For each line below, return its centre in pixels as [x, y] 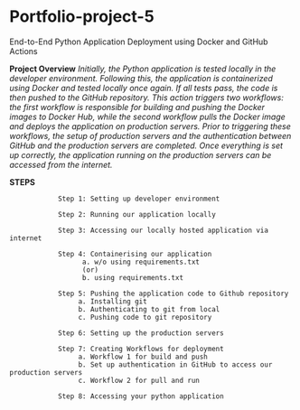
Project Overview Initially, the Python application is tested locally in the [143, 69]
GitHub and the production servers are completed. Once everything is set [146, 145]
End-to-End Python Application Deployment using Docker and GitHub [139, 42]
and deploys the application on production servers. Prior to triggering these [150, 126]
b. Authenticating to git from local [149, 309]
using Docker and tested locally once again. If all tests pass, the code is [144, 88]
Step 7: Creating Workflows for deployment [141, 349]
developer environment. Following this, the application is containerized [141, 78]
